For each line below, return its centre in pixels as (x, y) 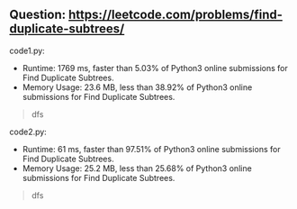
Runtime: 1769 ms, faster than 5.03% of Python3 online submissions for (155, 68)
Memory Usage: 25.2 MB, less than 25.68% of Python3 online (137, 168)
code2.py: (28, 132)
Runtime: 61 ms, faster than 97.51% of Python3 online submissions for (151, 149)
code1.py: (27, 50)
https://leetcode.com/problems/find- (175, 15)
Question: (38, 15)
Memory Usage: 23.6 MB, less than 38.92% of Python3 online (137, 87)
